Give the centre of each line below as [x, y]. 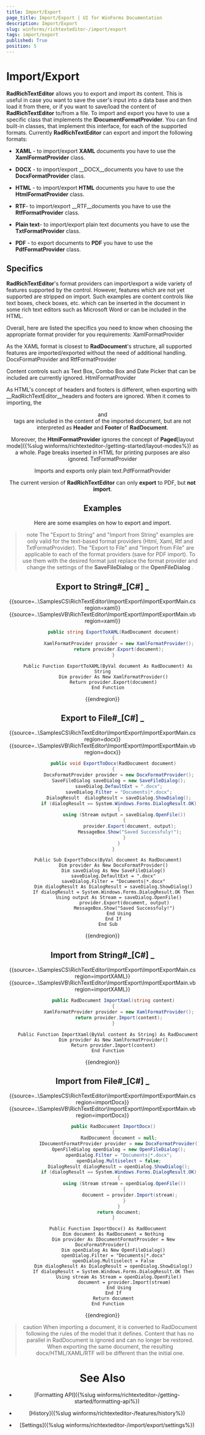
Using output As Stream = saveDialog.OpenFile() [119, 898]
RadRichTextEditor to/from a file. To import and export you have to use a [98, 113]
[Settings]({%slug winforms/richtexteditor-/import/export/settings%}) [107, 1425]
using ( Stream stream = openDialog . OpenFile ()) [124, 1184]
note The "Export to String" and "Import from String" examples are [110, 535]
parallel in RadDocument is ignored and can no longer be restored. [110, 1340]
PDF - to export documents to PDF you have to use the [84, 243]
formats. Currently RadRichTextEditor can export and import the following [99, 132]
